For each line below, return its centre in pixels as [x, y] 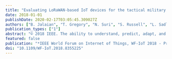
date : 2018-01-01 [24, 15]
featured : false [23, 39]
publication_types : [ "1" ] [33, 29]
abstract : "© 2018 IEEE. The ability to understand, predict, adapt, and [86, 34]
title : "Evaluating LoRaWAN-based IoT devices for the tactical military [86, 10]
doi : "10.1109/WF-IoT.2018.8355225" [44, 48]
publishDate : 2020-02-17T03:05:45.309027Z [51, 19]
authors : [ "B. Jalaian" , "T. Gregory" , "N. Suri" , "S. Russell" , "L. [81, 24]
